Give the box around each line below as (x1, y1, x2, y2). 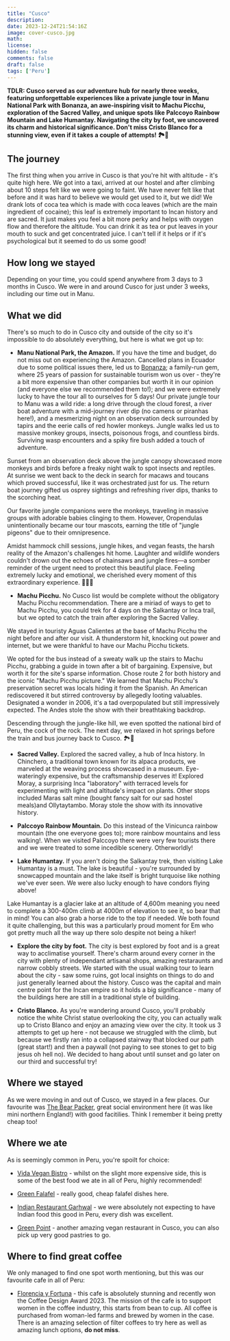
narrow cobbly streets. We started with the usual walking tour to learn (16, 963, 214, 972)
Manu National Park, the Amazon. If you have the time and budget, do (16, 348, 217, 357)
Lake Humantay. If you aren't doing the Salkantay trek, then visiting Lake (16, 857, 223, 865)
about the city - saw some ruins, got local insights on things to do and (16, 971, 214, 979)
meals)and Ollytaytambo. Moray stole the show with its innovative (16, 801, 203, 809)
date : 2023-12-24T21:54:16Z (7, 23, 88, 30)
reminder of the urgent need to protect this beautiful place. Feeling (7, 563, 195, 572)
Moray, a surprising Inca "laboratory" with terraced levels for (16, 779, 189, 787)
